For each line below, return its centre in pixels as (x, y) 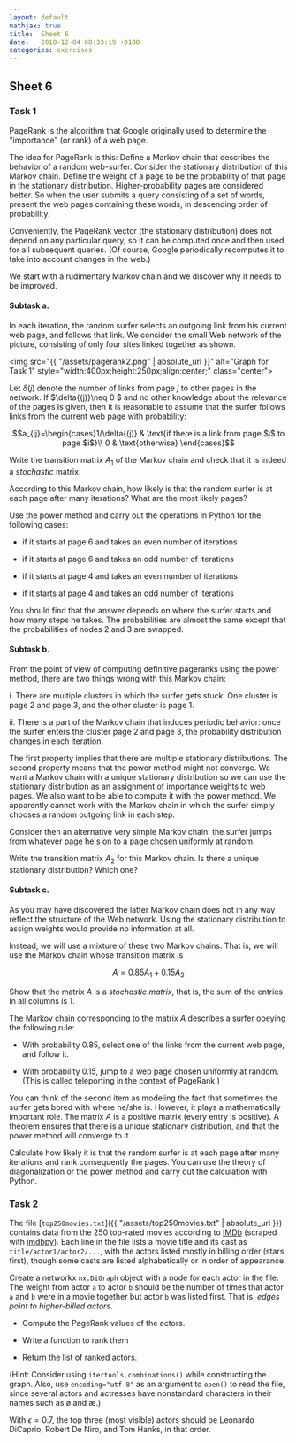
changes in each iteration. (57, 741)
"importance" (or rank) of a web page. (79, 140)
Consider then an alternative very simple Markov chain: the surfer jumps (140, 832)
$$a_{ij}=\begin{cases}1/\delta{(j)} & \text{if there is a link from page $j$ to (148, 434)
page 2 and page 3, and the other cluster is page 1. (102, 706)
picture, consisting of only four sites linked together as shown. (123, 344)
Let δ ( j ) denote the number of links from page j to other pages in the (133, 388)
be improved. (33, 285)
